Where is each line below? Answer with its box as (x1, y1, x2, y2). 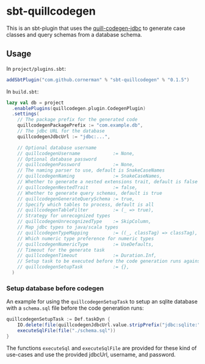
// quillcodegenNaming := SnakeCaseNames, (17, 173, 163, 180)
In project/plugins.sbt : (6, 65, 67, 72)
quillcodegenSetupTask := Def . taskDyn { (6, 316, 111, 322)
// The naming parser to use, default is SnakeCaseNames (17, 167, 165, 173)
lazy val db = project (6, 100, 64, 106)
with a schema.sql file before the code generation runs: (6, 304, 145, 312)
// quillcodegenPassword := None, (17, 162, 135, 168)
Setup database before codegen (6, 284, 104, 293)
